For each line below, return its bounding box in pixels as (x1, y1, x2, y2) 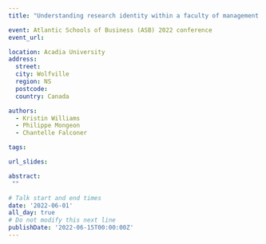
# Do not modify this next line (8, 216, 116, 224)
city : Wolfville (15, 70, 69, 78)
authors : (8, 107, 38, 115)
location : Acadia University (8, 48, 105, 56)
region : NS (15, 77, 52, 85)
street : (15, 63, 42, 71)
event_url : (8, 33, 45, 41)
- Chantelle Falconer (15, 129, 88, 137)
